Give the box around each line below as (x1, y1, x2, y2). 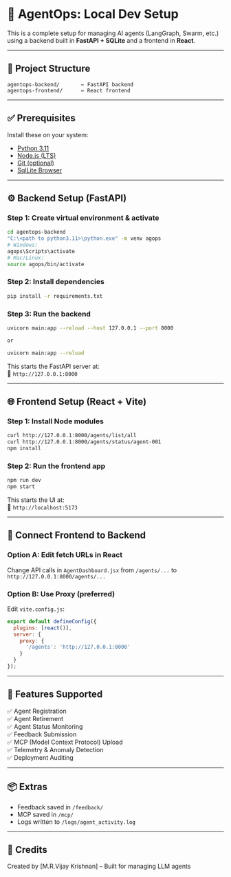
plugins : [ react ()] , (13, 624, 72, 632)
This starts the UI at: (7, 496, 65, 504)
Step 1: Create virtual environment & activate (7, 213, 159, 223)
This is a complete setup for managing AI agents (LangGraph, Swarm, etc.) (7, 29, 219, 37)
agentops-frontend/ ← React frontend (7, 87, 131, 94)
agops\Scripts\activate (7, 248, 76, 254)
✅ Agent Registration (7, 707, 67, 715)
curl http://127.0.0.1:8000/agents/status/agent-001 (7, 438, 162, 445)
